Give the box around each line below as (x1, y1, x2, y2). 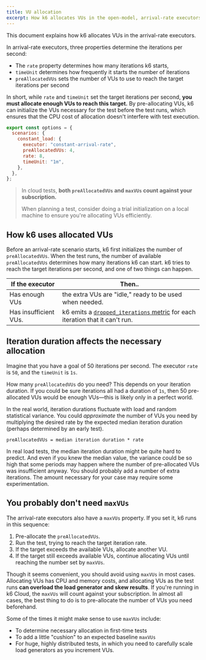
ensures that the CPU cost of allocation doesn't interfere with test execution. (6, 113, 200, 120)
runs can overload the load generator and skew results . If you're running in (6, 583, 199, 591)
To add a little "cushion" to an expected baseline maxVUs (15, 633, 156, 640)
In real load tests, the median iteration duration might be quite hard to (6, 447, 181, 455)
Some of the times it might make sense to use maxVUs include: (6, 615, 161, 622)
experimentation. (6, 480, 49, 487)
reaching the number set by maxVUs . (15, 558, 105, 566)
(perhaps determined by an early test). (6, 425, 104, 432)
